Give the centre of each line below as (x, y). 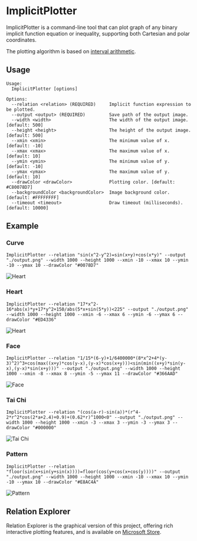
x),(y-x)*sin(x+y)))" (33, 369)
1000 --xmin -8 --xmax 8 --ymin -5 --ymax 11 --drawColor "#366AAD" (92, 374)
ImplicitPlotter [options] (45, 89)
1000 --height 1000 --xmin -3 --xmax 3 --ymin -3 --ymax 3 (96, 423)
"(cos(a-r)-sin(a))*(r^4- (109, 413)
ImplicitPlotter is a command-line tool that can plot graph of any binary (92, 27)
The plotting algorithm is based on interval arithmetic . (71, 51)
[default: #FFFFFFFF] (33, 197)
